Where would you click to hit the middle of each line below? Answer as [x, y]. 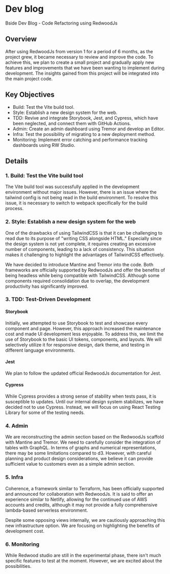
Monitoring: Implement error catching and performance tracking [80, 140]
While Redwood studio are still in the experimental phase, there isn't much [83, 555]
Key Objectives [30, 95]
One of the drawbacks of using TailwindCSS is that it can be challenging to [84, 233]
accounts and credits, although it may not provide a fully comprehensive [81, 504]
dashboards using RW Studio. [44, 145]
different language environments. [40, 350]
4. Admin [17, 426]
